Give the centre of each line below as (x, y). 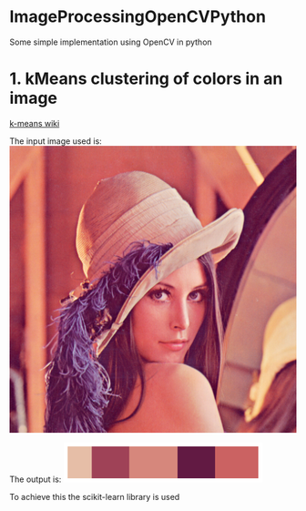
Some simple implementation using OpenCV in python (111, 42)
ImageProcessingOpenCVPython (138, 17)
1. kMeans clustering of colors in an (146, 79)
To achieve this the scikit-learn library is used (95, 496)
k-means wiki (35, 123)
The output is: (36, 479)
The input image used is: (56, 141)
